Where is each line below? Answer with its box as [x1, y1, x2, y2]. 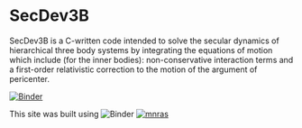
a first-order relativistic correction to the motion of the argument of [9, 64, 258, 75]
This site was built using [9, 108, 99, 119]
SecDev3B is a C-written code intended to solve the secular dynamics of [9, 35, 279, 46]
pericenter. [9, 73, 50, 84]
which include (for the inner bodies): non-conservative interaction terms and [9, 54, 294, 65]
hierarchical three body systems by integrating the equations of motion [9, 44, 273, 55]
